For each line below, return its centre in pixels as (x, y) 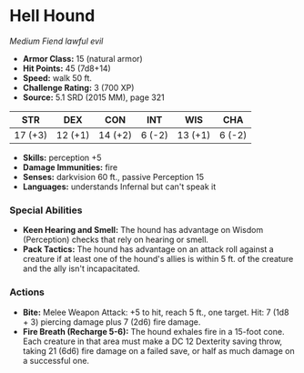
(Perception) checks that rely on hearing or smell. (116, 240)
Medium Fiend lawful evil (56, 41)
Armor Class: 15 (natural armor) (82, 58)
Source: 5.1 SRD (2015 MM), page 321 (94, 97)
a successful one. (56, 360)
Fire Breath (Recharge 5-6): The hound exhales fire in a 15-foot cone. (153, 331)
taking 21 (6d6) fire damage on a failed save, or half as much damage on (158, 350)
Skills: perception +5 (62, 157)
